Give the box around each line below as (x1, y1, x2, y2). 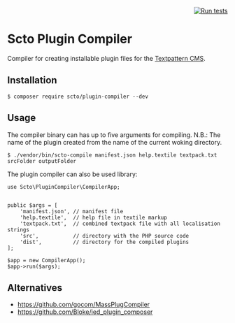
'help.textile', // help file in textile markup (20, 214, 168, 221)
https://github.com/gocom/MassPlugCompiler (17, 301, 150, 309)
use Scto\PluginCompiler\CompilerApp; (7, 183, 120, 190)
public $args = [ (7, 201, 58, 209)
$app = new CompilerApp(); (7, 257, 86, 264)
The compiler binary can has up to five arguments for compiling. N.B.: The (7, 130, 221, 139)
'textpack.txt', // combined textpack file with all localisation (20, 220, 220, 227)
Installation (7, 74, 57, 87)
